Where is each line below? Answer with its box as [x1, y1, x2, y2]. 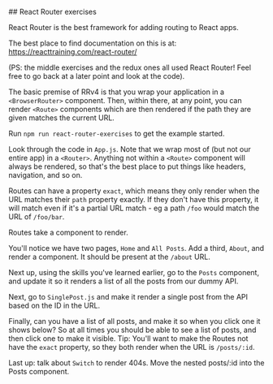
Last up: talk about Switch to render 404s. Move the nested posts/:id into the [8, 358, 266, 368]
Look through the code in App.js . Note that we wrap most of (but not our [8, 145, 252, 153]
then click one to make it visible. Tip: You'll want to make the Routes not [8, 334, 249, 343]
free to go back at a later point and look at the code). [8, 71, 185, 80]
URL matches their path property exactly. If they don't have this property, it [8, 195, 259, 204]
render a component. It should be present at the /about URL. [8, 252, 211, 261]
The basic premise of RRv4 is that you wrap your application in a [8, 87, 225, 97]
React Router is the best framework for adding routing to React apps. [8, 23, 240, 32]
